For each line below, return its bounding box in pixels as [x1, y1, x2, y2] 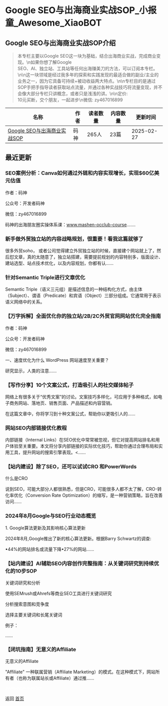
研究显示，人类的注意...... [5, 367, 57, 374]
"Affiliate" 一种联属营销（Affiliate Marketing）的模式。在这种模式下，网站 [5, 669, 156, 675]
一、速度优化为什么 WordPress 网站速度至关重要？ [5, 357, 109, 363]
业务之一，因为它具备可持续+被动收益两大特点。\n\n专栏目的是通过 [17, 78, 156, 84]
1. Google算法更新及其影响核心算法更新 [5, 525, 86, 531]
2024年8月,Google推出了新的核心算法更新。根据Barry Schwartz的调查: [5, 535, 151, 541]
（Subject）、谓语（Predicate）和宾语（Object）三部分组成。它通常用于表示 [5, 293, 161, 299]
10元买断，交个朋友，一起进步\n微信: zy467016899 [17, 97, 123, 103]
